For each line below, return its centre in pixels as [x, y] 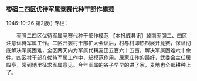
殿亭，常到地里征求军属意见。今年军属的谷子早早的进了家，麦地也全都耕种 [96, 65]
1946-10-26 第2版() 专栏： [38, 23]
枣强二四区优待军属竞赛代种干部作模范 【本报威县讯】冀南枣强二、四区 [102, 36]
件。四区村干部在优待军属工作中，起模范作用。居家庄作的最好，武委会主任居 [98, 58]
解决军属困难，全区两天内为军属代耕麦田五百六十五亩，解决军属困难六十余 [101, 50]
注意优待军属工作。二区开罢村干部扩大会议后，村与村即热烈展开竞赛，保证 [96, 43]
